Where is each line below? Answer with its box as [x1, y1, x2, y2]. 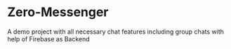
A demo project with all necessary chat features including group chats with [7, 27, 225, 36]
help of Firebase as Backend [7, 34, 90, 43]
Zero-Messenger [7, 4, 109, 20]
